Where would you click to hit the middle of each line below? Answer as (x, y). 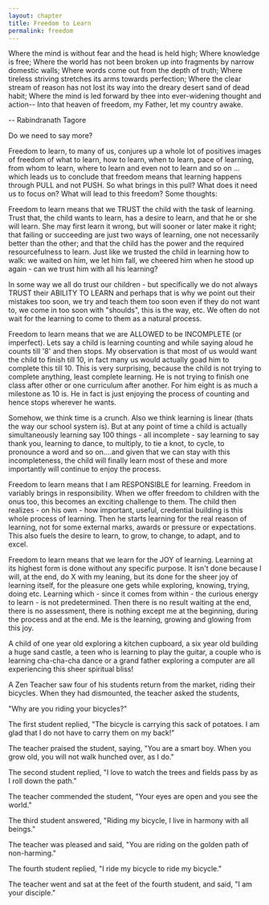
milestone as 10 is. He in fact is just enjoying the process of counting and (129, 394)
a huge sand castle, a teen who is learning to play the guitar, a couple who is (135, 652)
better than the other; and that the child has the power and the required (126, 243)
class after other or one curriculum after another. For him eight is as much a (133, 385)
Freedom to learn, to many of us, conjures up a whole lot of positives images (135, 151)
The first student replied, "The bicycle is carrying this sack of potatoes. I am (134, 724)
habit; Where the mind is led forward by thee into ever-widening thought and (135, 96)
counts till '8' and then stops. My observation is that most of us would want (132, 351)
